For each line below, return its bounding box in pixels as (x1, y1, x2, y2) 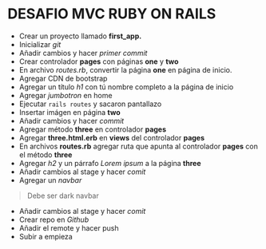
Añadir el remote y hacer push (18, 223, 119, 232)
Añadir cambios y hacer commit (18, 116, 125, 125)
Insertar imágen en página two (18, 107, 121, 117)
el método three (18, 149, 73, 160)
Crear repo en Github (18, 215, 89, 224)
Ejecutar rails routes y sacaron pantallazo (18, 99, 162, 109)
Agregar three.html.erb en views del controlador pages (18, 132, 205, 142)
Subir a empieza (18, 231, 73, 241)
